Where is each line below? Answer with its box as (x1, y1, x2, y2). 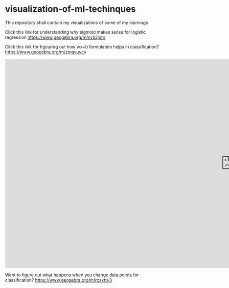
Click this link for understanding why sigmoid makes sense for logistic (5, 29, 146, 35)
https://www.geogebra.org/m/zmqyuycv (5, 49, 87, 55)
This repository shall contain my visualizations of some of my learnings (5, 20, 148, 25)
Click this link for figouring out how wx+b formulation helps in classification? (5, 44, 159, 49)
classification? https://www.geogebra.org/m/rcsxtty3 (5, 277, 112, 283)
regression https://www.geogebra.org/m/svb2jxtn (5, 34, 106, 40)
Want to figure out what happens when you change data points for (5, 272, 139, 278)
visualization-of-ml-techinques (5, 3, 136, 15)
